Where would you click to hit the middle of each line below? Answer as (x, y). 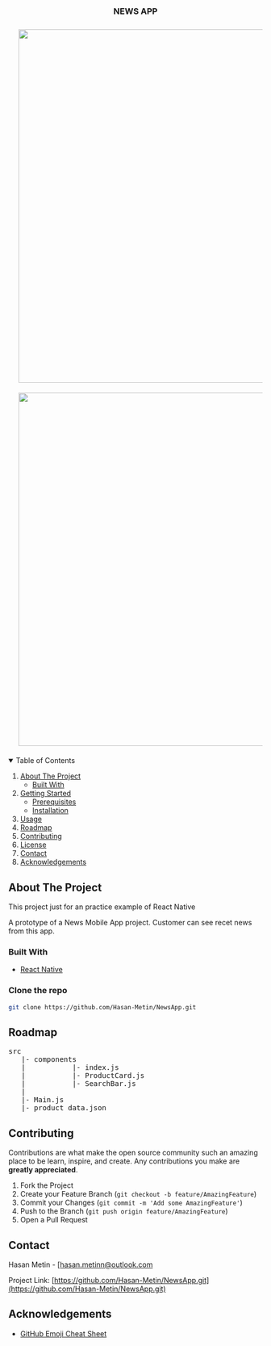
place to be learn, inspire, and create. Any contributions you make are (124, 1161)
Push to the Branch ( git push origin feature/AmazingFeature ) (124, 1211)
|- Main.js (43, 1100)
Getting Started (45, 794)
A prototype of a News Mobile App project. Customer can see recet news (130, 923)
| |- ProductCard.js (83, 1076)
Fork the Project (47, 1185)
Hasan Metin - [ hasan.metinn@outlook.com (81, 1264)
